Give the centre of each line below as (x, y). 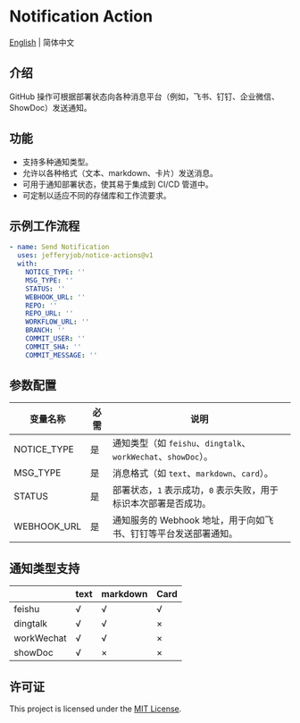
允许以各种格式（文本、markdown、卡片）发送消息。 (120, 172)
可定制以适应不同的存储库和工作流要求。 (96, 195)
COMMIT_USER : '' (56, 339)
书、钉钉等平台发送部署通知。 (175, 534)
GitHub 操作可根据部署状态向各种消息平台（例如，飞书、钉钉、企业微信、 (144, 97)
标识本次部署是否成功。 (162, 504)
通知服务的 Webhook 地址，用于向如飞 (193, 520)
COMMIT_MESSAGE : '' (62, 355)
